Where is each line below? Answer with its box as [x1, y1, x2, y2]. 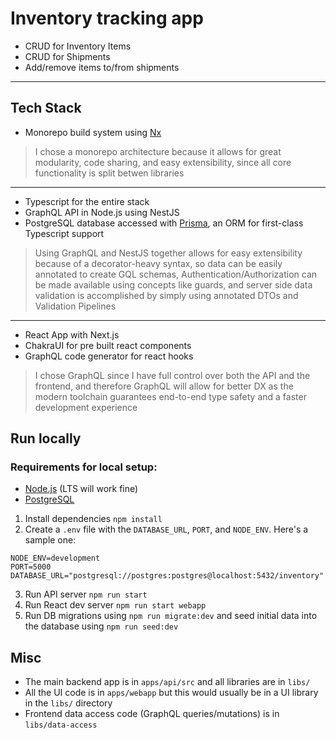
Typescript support [24, 227, 105, 239]
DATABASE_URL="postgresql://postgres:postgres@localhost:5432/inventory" [10, 571, 325, 581]
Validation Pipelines [34, 300, 117, 312]
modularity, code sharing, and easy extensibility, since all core [34, 156, 292, 168]
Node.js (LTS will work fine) [24, 483, 139, 495]
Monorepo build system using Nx [24, 126, 162, 138]
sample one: [24, 534, 77, 546]
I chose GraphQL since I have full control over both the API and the [34, 369, 311, 381]
